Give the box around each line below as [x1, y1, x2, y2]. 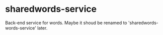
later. [37, 25, 48, 31]
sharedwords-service [5, 3, 97, 15]
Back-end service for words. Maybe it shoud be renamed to [5, 20, 128, 26]
